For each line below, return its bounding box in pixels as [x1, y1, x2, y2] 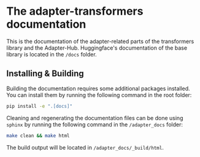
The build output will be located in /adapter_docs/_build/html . [6, 144, 164, 151]
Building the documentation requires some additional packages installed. [6, 85, 190, 92]
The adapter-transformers [6, 4, 144, 18]
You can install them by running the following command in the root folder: [6, 91, 192, 99]
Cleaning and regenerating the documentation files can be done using [6, 114, 183, 121]
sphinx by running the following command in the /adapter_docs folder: [6, 121, 183, 128]
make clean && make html [6, 132, 70, 139]
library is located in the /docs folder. [6, 50, 97, 58]
